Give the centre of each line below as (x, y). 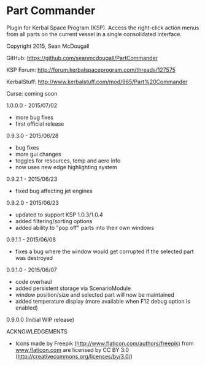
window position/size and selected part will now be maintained (95, 294)
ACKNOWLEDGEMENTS (37, 331)
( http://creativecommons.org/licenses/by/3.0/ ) (74, 356)
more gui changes (38, 154)
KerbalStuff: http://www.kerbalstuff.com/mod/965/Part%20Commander (97, 82)
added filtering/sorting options (54, 221)
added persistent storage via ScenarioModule (73, 288)
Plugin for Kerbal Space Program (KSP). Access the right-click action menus (103, 28)
